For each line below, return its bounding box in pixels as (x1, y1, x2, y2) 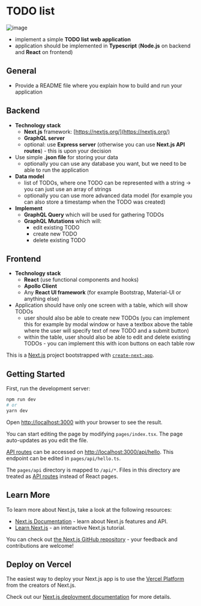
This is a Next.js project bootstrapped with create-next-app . (6, 351, 155, 359)
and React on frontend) (14, 48, 73, 55)
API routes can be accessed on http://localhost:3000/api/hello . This (6, 448, 174, 455)
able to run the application (23, 166, 89, 174)
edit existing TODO (32, 223, 80, 231)
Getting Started (6, 369, 65, 379)
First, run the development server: (6, 385, 91, 392)
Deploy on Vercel (6, 560, 72, 570)
